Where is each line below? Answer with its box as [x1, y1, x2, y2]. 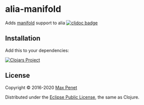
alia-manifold [5, 3, 61, 15]
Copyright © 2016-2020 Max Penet [5, 84, 78, 90]
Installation [5, 34, 41, 43]
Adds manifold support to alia [5, 20, 65, 26]
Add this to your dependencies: [5, 47, 69, 53]
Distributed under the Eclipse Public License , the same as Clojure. [5, 94, 140, 100]
